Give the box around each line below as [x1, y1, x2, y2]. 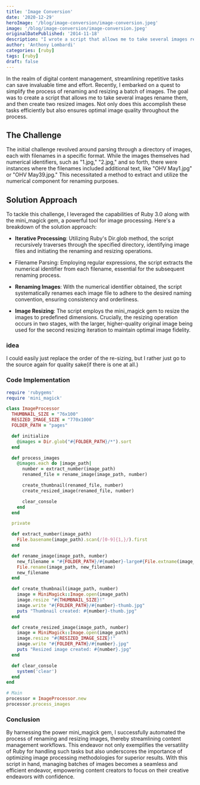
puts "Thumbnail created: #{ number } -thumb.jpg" [17, 608, 137, 614]
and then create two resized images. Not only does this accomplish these [6, 100, 186, 107]
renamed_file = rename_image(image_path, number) [21, 472, 148, 478]
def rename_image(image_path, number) [11, 553, 108, 559]
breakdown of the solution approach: [6, 223, 97, 230]
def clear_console [11, 662, 58, 669]
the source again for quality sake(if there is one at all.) [6, 361, 139, 368]
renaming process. [14, 272, 61, 279]
